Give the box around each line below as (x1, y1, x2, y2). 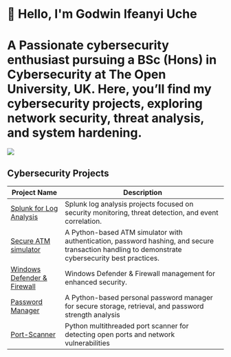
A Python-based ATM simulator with (65, 227, 184, 237)
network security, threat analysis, (7, 111, 205, 126)
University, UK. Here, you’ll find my (7, 82, 212, 97)
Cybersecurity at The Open (7, 67, 166, 82)
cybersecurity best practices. (65, 253, 160, 263)
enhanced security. (65, 277, 127, 287)
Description (122, 187, 163, 197)
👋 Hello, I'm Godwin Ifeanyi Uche (7, 6, 197, 22)
